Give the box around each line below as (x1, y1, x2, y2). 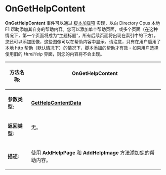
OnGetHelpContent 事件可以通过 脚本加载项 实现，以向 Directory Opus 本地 (5, 20, 161, 26)
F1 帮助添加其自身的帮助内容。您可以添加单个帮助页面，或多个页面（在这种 (5, 26, 158, 32)
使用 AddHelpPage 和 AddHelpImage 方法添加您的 (31, 149, 150, 156)
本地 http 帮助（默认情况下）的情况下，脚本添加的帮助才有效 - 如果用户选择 (5, 45, 159, 51)
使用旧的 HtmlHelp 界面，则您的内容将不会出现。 (5, 51, 105, 57)
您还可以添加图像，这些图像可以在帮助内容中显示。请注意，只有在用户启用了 (5, 38, 161, 45)
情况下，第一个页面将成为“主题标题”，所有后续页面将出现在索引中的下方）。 (5, 32, 159, 38)
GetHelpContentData (31, 99, 82, 106)
